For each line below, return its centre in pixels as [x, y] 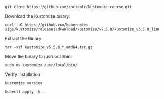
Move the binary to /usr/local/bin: [39, 56]
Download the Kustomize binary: [38, 16]
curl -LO [14, 25]
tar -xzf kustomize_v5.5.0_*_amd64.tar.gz [49, 47]
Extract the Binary [23, 38]
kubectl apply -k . [25, 92]
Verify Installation [23, 74]
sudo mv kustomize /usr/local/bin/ [41, 65]
